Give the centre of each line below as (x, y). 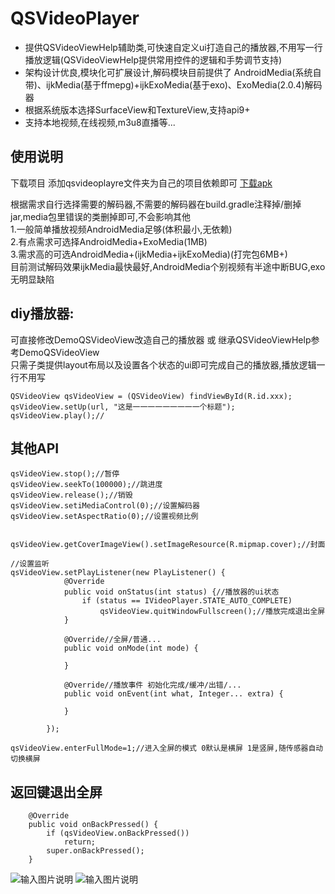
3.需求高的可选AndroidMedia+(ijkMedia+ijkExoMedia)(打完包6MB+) (149, 254)
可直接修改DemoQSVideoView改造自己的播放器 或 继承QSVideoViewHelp (161, 339)
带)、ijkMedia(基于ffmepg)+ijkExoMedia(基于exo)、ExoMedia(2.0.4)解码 (173, 84)
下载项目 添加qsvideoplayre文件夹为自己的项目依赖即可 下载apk (141, 183)
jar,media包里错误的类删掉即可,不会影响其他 (100, 216)
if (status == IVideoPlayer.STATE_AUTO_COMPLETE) (187, 601)
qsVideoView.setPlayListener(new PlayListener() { (118, 573)
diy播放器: (42, 313)
